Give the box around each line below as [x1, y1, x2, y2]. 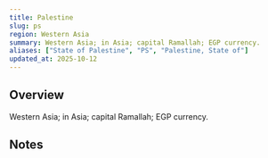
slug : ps [9, 21, 42, 30]
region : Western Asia [9, 29, 90, 38]
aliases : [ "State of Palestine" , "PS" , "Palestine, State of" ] [9, 46, 249, 55]
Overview [9, 87, 65, 103]
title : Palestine [9, 12, 74, 22]
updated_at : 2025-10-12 [9, 54, 98, 63]
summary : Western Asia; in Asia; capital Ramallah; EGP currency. [9, 37, 261, 47]
